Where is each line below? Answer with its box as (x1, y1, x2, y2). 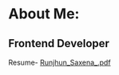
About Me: (8, 5, 80, 23)
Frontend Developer (8, 37, 110, 50)
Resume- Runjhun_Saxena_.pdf (8, 57, 111, 67)
